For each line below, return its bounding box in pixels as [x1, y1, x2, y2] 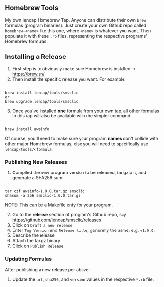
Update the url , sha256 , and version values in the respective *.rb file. [12, 276, 154, 282]
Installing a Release [5, 53, 67, 61]
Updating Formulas [5, 255, 52, 262]
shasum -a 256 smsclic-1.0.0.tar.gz [5, 193, 81, 198]
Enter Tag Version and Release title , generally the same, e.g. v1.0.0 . [12, 227, 155, 233]
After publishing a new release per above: [5, 267, 90, 273]
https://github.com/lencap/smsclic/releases [12, 217, 101, 223]
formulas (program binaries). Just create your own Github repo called [5, 22, 147, 28]
